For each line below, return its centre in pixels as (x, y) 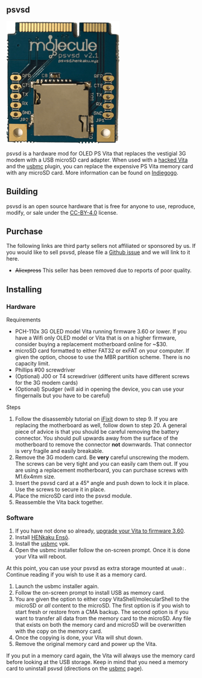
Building (22, 192)
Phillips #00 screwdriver (45, 370)
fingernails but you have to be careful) (62, 396)
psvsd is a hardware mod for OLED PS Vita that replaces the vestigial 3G (96, 153)
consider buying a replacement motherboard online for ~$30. (91, 344)
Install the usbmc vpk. (43, 544)
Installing (24, 289)
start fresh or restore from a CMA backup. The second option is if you (102, 612)
